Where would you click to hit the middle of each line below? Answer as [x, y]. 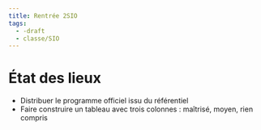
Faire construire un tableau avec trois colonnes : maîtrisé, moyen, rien [137, 109]
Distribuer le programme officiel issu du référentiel [104, 101]
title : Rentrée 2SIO [43, 16]
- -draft [30, 31]
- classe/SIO [38, 38]
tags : [17, 23]
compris [34, 118]
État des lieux [55, 78]
